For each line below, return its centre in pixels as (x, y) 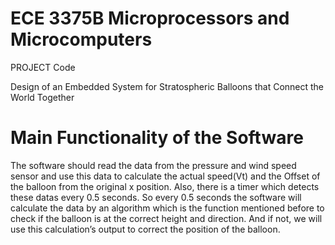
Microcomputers (81, 39)
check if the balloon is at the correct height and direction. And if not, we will (166, 218)
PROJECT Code (43, 67)
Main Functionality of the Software (157, 138)
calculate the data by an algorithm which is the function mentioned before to (167, 208)
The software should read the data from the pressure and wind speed (153, 165)
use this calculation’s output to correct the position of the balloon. (145, 229)
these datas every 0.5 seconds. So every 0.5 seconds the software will (156, 197)
